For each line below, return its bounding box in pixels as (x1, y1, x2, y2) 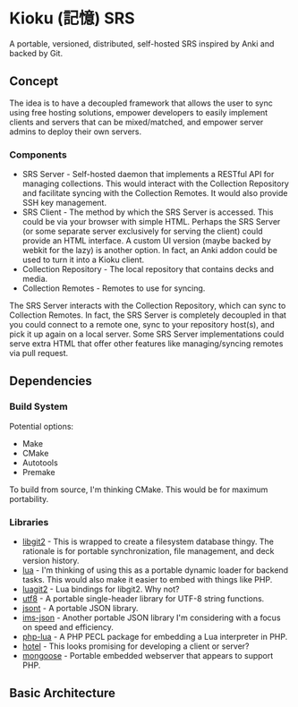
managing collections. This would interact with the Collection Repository (21, 178, 289, 189)
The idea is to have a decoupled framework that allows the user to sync (9, 98, 273, 108)
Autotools (21, 457, 58, 468)
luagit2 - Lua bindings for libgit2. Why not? (21, 583, 180, 595)
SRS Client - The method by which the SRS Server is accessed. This (21, 207, 274, 217)
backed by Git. (9, 47, 64, 58)
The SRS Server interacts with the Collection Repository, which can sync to (9, 301, 286, 311)
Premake (21, 466, 55, 477)
